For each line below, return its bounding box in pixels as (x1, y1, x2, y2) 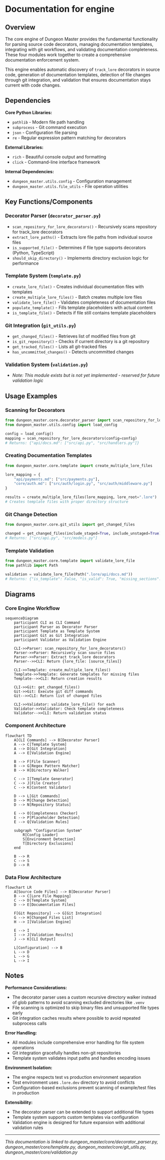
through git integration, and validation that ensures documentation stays (5, 77, 151, 83)
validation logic (12, 377, 44, 383)
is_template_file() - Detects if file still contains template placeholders (12, 310, 156, 315)
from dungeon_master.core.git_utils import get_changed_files (5, 522, 135, 527)
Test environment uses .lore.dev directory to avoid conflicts (12, 1079, 135, 1085)
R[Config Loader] (23, 832, 58, 837)
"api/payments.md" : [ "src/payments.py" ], (14, 476, 100, 482)
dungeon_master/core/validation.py (5, 1149, 78, 1155)
